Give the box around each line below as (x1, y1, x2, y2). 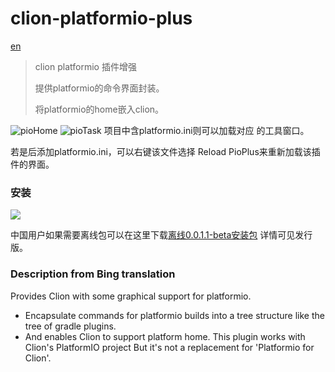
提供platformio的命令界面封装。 (34, 82, 165, 94)
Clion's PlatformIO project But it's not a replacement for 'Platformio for (24, 341, 315, 353)
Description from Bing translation (10, 267, 176, 281)
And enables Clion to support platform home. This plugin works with (24, 330, 306, 342)
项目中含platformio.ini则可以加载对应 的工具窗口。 (103, 124, 310, 136)
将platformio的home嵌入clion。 (34, 103, 165, 115)
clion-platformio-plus (10, 7, 193, 30)
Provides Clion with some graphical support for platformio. (10, 290, 252, 302)
